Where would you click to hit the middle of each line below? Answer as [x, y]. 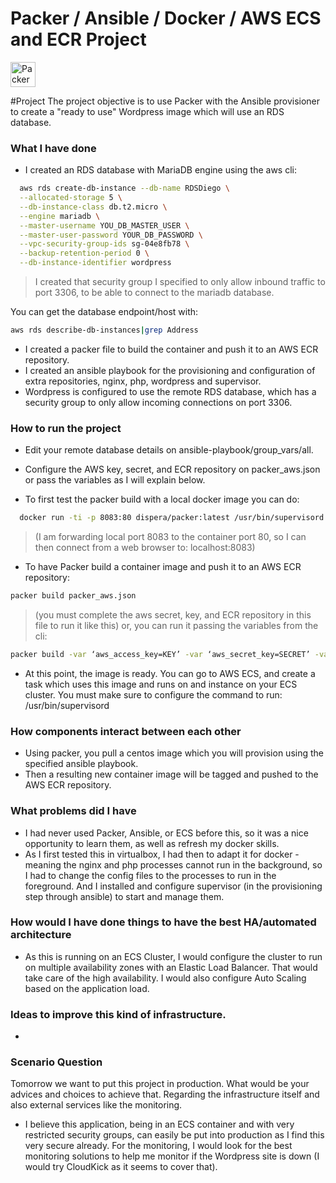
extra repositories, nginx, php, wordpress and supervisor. [143, 381]
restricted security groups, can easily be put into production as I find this [174, 1135]
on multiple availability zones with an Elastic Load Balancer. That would [171, 967]
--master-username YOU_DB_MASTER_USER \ [104, 225]
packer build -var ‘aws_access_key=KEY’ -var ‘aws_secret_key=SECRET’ [160, 655]
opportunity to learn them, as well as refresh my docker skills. [152, 843]
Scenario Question [56, 1062]
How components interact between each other [126, 731]
